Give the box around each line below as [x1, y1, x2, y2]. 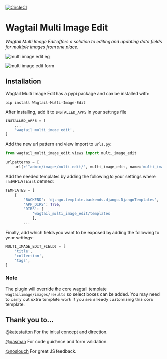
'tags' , [14, 258, 30, 263]
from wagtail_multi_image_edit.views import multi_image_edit [5, 151, 137, 156]
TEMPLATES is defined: [5, 179, 54, 184]
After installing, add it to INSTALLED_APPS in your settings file [5, 109, 127, 115]
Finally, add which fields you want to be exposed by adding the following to [5, 229, 160, 235]
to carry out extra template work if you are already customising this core [5, 296, 153, 302]
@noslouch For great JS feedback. [5, 348, 77, 354]
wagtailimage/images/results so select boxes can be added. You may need [5, 291, 160, 297]
